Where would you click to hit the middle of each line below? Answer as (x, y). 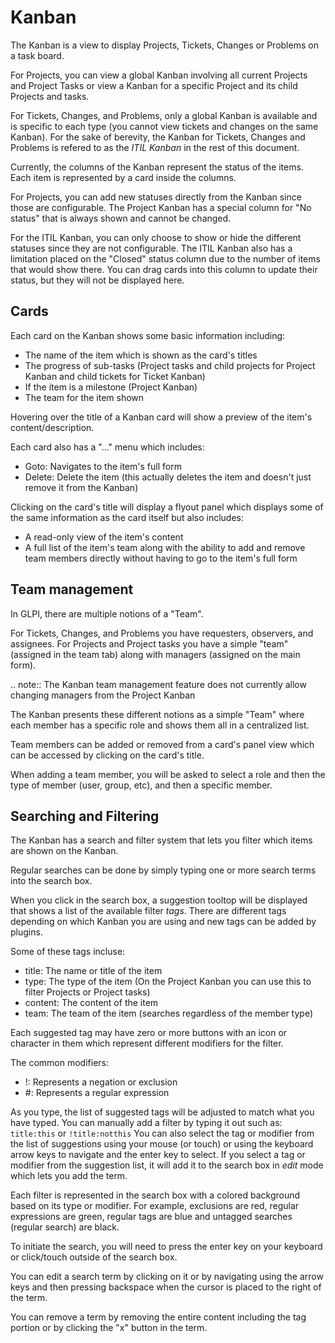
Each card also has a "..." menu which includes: (107, 447)
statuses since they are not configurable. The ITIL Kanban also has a (151, 248)
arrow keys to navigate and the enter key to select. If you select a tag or (158, 1155)
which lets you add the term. (69, 1176)
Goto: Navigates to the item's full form (103, 466)
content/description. (52, 427)
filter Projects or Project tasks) (87, 992)
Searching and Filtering (85, 816)
